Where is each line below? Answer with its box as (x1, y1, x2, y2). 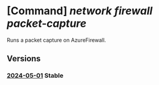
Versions (7, 53, 41, 64)
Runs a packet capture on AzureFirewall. (7, 36, 107, 43)
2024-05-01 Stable (7, 71, 64, 80)
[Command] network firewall (7, 4, 153, 18)
